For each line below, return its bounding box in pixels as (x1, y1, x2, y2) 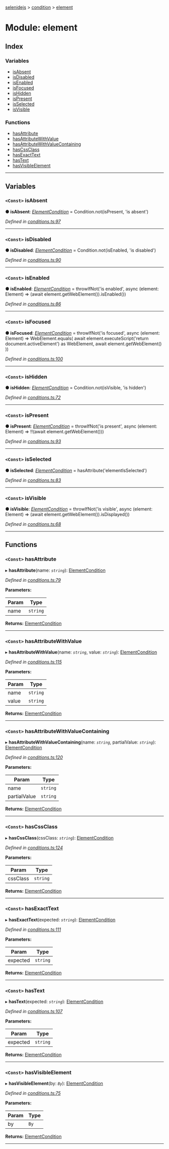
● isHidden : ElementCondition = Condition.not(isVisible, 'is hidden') (5, 385, 146, 391)
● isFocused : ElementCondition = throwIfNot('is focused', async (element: (5, 330, 160, 336)
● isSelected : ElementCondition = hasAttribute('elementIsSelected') (5, 467, 147, 473)
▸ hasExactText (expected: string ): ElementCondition (5, 916, 116, 923)
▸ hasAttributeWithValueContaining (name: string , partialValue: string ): (5, 739, 156, 745)
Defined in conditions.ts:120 (5, 754, 63, 760)
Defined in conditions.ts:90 (5, 257, 61, 263)
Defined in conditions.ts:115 (5, 659, 62, 665)
